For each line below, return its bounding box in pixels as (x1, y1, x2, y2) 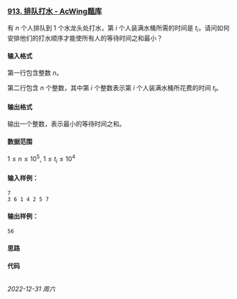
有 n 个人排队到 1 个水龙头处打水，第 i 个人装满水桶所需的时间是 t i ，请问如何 (7, 23, 230, 34)
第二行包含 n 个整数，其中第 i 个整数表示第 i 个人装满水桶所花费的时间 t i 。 (7, 84, 223, 94)
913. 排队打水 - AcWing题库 (7, 6, 102, 16)
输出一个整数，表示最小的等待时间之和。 (7, 119, 126, 129)
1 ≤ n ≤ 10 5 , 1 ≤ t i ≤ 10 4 (7, 153, 76, 165)
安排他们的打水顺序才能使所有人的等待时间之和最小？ (7, 34, 163, 43)
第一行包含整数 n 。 (7, 69, 63, 77)
